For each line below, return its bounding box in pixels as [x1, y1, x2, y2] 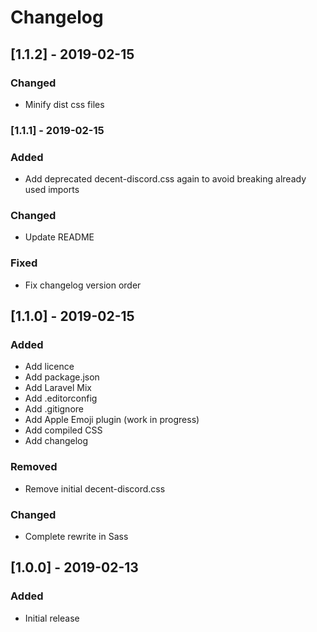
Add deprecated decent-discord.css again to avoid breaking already [24, 173, 307, 185]
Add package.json [24, 371, 100, 383]
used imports [24, 184, 80, 196]
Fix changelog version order [24, 279, 142, 291]
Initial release [24, 612, 80, 624]
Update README [24, 231, 95, 243]
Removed [10, 460, 58, 474]
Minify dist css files [24, 98, 105, 110]
